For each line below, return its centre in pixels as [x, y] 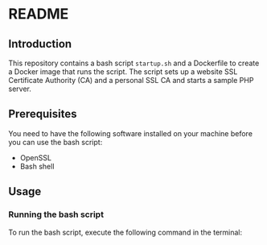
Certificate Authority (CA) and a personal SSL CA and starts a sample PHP [131, 80]
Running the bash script [56, 214]
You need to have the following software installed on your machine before [131, 133]
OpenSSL [36, 157]
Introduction [40, 44]
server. [20, 89]
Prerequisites [43, 114]
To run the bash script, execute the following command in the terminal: [125, 232]
